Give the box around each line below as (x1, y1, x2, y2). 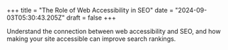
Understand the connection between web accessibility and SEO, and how (6, 27, 221, 35)
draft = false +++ (66, 13, 116, 22)
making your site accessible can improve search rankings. (6, 35, 176, 43)
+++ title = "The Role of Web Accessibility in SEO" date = (6, 6, 174, 14)
